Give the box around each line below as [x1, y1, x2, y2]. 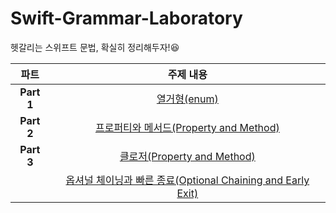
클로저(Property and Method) [119, 149, 256, 163]
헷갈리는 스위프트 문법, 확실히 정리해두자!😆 [10, 41, 180, 53]
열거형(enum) [156, 92, 219, 106]
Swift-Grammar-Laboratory [10, 7, 243, 30]
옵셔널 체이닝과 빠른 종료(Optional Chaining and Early [65, 173, 310, 187]
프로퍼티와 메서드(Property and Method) [94, 120, 280, 134]
